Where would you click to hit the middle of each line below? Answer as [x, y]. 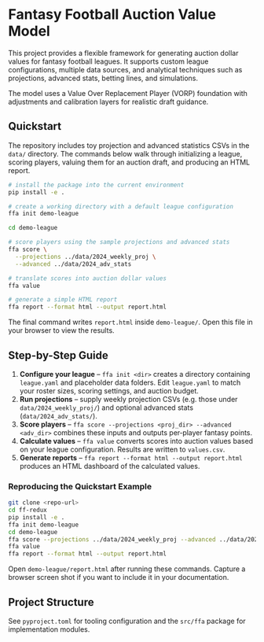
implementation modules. [49, 629]
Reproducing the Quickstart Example [80, 486]
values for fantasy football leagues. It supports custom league [108, 61]
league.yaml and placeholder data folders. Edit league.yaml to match [130, 382]
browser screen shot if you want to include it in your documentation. [119, 577]
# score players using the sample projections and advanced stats [119, 242]
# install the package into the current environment [96, 185]
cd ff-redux [27, 510]
